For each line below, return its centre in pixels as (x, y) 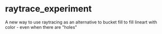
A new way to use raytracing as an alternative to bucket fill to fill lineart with (81, 22)
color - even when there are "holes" (41, 27)
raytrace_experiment (48, 9)
